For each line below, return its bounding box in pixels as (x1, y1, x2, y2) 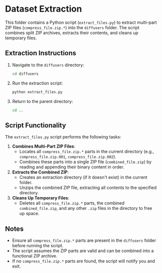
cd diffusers (12, 71, 39, 76)
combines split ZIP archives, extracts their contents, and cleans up (5, 30, 139, 35)
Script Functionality (5, 121, 67, 129)
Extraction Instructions (5, 49, 76, 57)
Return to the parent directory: (12, 98, 73, 104)
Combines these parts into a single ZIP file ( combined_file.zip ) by (19, 159, 152, 165)
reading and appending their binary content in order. (19, 164, 125, 170)
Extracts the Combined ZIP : (12, 169, 69, 175)
